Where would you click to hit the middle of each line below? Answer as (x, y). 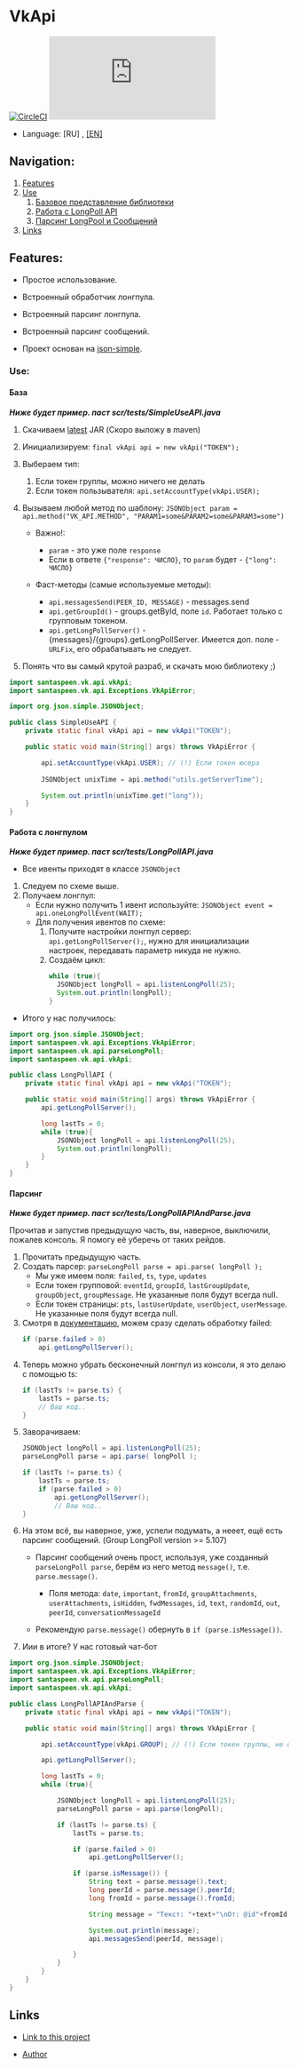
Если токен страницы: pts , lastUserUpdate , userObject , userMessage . (161, 1304)
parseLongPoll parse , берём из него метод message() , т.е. (142, 1567)
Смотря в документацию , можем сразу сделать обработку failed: (147, 1323)
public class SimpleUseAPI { (63, 723)
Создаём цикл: (77, 960)
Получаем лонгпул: (59, 895)
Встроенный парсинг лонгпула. (82, 314)
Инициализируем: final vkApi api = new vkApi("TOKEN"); (130, 447)
